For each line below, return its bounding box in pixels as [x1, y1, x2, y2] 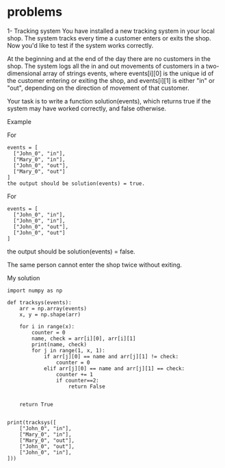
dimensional [7, 69, 42, 77]
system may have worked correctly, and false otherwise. [7, 104, 166, 112]
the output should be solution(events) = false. [7, 247, 135, 256]
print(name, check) [31, 341, 88, 348]
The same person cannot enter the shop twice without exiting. [7, 260, 183, 269]
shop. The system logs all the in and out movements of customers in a [7, 62, 205, 70]
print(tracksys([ [7, 419, 57, 426]
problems [7, 4, 63, 20]
